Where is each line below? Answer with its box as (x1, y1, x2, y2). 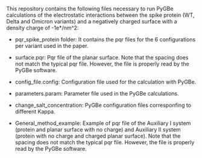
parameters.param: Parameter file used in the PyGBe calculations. (14, 90, 179, 97)
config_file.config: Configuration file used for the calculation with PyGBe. (14, 78, 197, 85)
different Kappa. (14, 108, 55, 115)
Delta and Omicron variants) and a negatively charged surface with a (6, 18, 177, 25)
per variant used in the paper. (14, 42, 89, 49)
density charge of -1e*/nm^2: (6, 24, 79, 31)
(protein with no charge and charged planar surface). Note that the (14, 132, 181, 139)
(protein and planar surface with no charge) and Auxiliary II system (14, 126, 181, 133)
